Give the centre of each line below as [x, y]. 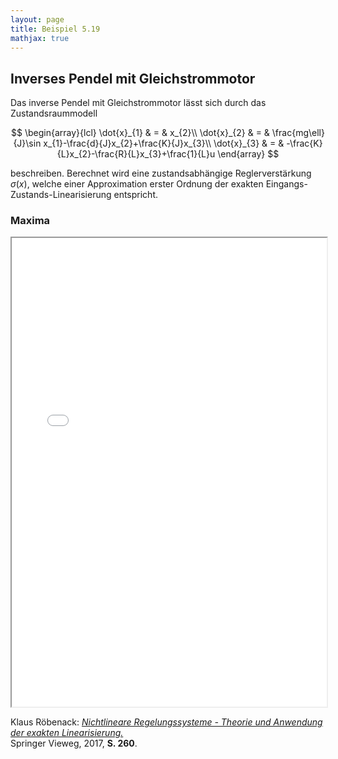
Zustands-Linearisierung [61, 195]
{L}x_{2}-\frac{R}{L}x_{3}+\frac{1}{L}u [136, 154]
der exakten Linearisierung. [67, 733]
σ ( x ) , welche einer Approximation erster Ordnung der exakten [137, 184]
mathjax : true [40, 38]
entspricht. [136, 195]
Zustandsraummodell [54, 113]
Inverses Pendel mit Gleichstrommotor [133, 78]
